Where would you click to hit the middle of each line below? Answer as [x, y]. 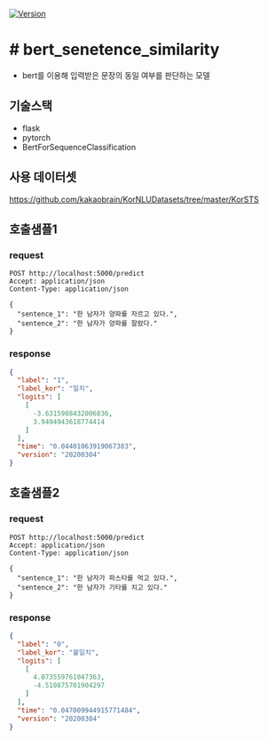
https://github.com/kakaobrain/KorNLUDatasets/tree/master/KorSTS [134, 199]
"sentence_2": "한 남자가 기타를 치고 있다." [92, 587]
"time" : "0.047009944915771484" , [79, 710]
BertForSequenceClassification [79, 147]
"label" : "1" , [43, 381]
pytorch [36, 137]
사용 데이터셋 [43, 177]
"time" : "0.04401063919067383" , [77, 446]
